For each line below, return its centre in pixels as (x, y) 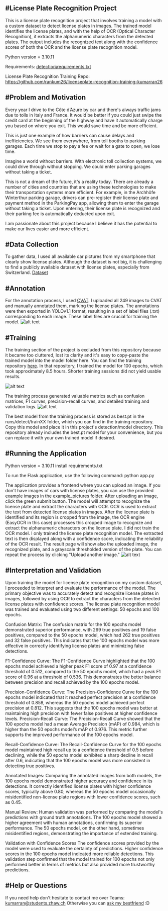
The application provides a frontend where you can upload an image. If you (83, 485)
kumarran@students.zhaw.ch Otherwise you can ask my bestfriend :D (77, 903)
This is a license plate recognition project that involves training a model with (83, 20)
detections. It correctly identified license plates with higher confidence (78, 786)
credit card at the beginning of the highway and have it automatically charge (84, 120)
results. (13, 377)
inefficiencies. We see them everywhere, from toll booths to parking (75, 141)
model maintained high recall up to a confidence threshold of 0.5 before (79, 750)
